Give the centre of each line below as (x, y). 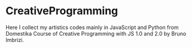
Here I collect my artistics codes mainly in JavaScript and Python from (92, 27)
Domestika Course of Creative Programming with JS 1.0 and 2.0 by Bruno (96, 33)
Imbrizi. (15, 40)
